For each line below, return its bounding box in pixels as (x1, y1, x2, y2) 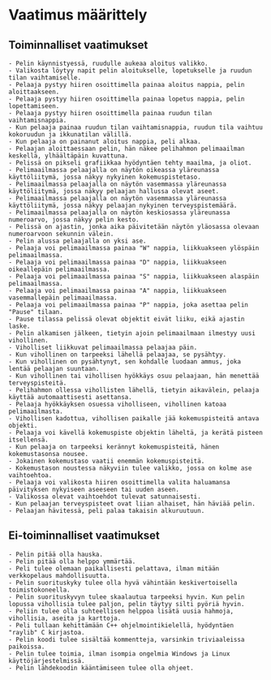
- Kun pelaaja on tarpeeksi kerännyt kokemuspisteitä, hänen (8, 443, 220, 451)
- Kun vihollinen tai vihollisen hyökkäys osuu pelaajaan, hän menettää (8, 372, 260, 380)
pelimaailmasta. (8, 407, 63, 415)
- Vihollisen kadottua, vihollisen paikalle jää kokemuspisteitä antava (8, 415, 260, 423)
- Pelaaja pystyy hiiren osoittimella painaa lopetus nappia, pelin (8, 95, 245, 103)
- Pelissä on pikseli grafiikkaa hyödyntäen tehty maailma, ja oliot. (8, 159, 252, 167)
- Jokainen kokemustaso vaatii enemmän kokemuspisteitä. (8, 457, 205, 465)
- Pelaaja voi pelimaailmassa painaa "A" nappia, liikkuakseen (8, 286, 227, 295)
